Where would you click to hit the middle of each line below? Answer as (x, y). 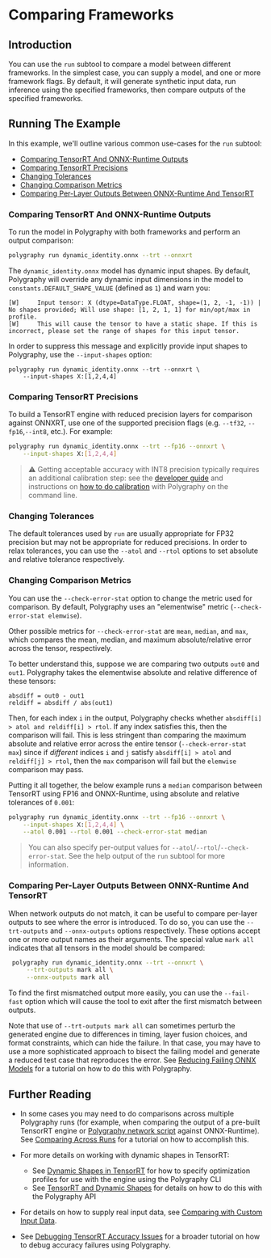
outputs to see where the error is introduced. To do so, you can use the (127, 922)
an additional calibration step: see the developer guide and (125, 478)
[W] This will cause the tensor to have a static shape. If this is (133, 324)
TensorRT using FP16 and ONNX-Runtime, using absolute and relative (124, 793)
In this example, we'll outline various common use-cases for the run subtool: (135, 143)
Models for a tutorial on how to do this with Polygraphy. (100, 1069)
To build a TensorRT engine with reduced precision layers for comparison (130, 415)
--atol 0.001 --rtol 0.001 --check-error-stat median (115, 832)
